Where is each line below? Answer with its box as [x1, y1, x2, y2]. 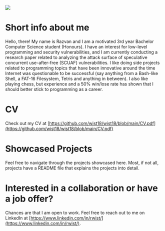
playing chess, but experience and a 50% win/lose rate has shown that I [5, 80, 154, 87]
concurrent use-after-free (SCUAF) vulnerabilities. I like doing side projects [5, 59, 160, 65]
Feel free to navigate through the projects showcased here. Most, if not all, [5, 159, 159, 165]
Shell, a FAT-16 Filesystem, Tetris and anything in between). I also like [5, 75, 148, 81]
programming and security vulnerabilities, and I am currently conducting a [5, 49, 158, 55]
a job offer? [5, 193, 53, 204]
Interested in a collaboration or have [5, 182, 158, 193]
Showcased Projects [5, 143, 92, 154]
